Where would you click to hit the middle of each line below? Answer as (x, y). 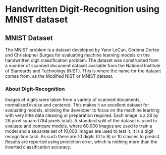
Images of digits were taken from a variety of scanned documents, (73, 100)
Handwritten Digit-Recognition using (82, 9)
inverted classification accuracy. (38, 147)
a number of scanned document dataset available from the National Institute (83, 66)
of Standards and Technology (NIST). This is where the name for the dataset (83, 71)
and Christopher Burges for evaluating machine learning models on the (78, 55)
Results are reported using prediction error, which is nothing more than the (81, 142)
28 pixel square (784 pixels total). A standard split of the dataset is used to (81, 121)
